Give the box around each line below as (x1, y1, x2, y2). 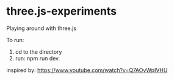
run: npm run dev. (15, 54, 60, 62)
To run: (6, 36, 24, 43)
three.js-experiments (6, 4, 117, 18)
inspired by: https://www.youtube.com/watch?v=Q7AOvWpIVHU (6, 66, 168, 74)
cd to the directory (15, 48, 62, 56)
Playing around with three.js (6, 24, 77, 32)
